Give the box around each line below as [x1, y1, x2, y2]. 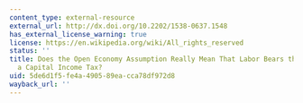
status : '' [9, 47, 50, 56]
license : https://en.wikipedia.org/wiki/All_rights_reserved [9, 38, 244, 47]
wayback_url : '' [9, 80, 70, 89]
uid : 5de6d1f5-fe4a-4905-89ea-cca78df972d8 [9, 72, 176, 81]
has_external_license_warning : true [9, 30, 147, 39]
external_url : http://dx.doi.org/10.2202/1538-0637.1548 [9, 21, 228, 30]
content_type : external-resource [9, 13, 135, 22]
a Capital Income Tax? [17, 64, 103, 73]
